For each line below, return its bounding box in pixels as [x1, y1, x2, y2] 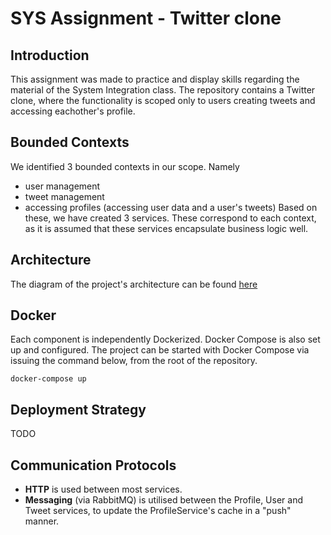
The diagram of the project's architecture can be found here [10, 278, 258, 290]
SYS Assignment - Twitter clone [10, 7, 282, 30]
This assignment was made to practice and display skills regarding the [10, 73, 300, 85]
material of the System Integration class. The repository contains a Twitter [10, 84, 316, 96]
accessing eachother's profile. [10, 105, 136, 117]
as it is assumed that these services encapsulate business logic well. [24, 222, 309, 234]
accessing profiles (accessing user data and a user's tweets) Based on [24, 201, 318, 213]
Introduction [10, 47, 90, 64]
